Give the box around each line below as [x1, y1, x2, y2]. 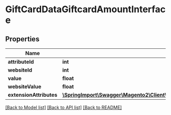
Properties [5, 35, 40, 43]
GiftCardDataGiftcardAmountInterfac [5, 4, 166, 15]
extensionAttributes [8, 92, 58, 98]
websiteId [8, 67, 33, 73]
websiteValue [8, 83, 42, 90]
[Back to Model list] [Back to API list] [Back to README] [5, 104, 122, 110]
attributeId [8, 59, 34, 65]
